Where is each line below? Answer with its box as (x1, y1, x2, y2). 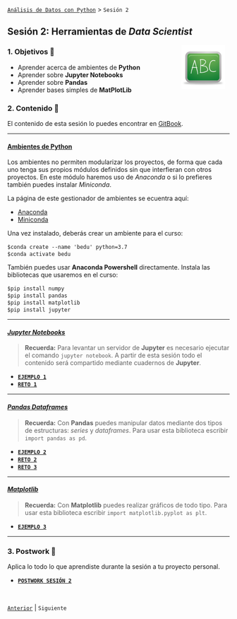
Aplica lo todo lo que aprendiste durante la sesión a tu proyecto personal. (7, 562, 221, 571)
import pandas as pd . (24, 434, 87, 442)
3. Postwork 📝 (7, 546, 56, 556)
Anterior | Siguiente (7, 603, 67, 612)
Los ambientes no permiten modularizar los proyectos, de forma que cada (7, 158, 223, 166)
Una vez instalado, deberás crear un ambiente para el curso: (7, 229, 183, 238)
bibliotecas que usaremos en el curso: (7, 271, 119, 279)
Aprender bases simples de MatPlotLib (17, 86, 132, 94)
